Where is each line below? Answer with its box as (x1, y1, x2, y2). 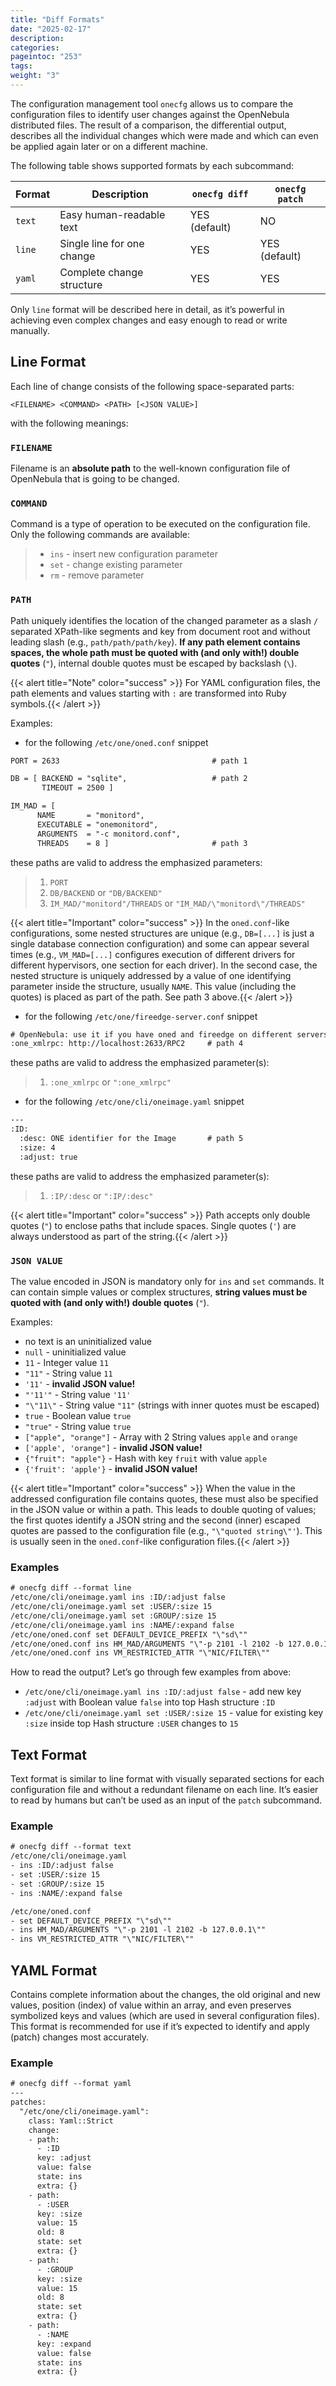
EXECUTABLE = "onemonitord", (36, 819, 159, 830)
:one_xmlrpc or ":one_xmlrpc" (49, 1076, 172, 1088)
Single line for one (59, 236, 145, 250)
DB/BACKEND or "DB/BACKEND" (49, 886, 163, 898)
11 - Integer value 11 (24, 1357, 109, 1368)
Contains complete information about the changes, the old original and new (10, 1988, 321, 2000)
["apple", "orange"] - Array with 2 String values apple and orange (24, 1431, 298, 1443)
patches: (10, 2097, 47, 2108)
